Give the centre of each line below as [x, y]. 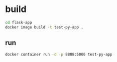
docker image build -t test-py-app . [44, 27]
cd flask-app [19, 22]
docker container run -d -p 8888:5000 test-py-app [59, 54]
